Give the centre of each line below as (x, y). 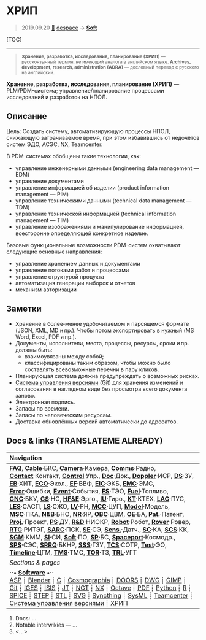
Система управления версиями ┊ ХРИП (69, 603)
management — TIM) (42, 220)
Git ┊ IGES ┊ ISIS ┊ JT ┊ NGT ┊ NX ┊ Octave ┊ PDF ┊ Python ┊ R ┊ (101, 588)
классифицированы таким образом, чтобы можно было (97, 363)
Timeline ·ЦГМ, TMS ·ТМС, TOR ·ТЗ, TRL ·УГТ (73, 553)
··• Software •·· (32, 573)
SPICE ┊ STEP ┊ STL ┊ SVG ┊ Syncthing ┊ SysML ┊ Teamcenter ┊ (101, 596)
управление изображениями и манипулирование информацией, (100, 226)
